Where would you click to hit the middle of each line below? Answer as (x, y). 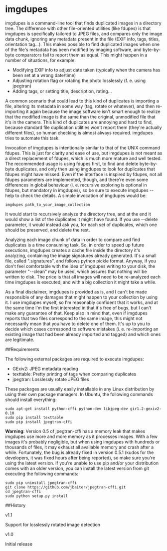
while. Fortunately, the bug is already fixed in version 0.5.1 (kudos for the (80, 452)
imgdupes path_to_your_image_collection (48, 204)
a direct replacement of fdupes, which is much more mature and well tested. (83, 158)
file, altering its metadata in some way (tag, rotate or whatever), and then (80, 106)
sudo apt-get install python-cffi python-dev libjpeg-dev (67, 408)
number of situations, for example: (40, 60)
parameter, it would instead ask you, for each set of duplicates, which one (81, 224)
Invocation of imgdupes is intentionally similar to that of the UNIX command (83, 147)
